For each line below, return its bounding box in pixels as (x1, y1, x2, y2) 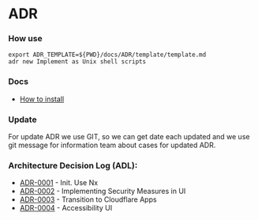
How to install (19, 94, 65, 104)
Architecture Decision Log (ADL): (8, 160, 138, 171)
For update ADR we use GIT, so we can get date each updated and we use (8, 132, 250, 142)
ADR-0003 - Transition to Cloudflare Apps (19, 195, 157, 204)
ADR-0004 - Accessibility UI (19, 203, 113, 213)
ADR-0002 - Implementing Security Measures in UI (19, 187, 186, 196)
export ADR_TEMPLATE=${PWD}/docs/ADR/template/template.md (8, 51, 207, 59)
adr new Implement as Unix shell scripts (8, 58, 147, 66)
